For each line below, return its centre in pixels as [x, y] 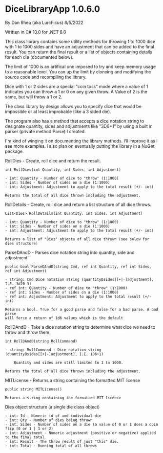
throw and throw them [27, 332]
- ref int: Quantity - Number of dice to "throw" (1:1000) [66, 288]
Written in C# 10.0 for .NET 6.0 [36, 32]
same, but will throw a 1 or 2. [34, 97]
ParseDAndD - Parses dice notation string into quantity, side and [70, 252]
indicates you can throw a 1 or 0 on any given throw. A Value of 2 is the [76, 91]
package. [14, 151]
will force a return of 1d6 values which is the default [64, 318]
